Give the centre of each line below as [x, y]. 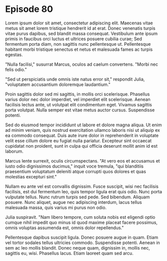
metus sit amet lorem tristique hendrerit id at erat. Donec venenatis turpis [80, 28]
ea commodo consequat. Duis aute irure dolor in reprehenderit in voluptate [82, 135]
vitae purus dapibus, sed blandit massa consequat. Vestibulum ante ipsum [82, 33]
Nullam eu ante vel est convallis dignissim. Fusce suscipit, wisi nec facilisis [82, 186]
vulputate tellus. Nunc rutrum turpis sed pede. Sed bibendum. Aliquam [78, 197]
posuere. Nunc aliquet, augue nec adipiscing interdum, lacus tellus [74, 202]
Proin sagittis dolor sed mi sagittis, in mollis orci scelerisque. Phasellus [78, 94]
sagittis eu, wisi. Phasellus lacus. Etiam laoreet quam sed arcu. [69, 253]
